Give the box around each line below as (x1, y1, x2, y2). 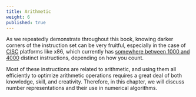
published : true (6, 19, 46, 25)
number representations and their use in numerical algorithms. (6, 85, 158, 92)
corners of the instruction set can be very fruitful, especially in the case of (6, 42, 187, 49)
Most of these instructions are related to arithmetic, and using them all (6, 66, 177, 73)
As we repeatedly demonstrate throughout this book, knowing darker (6, 36, 174, 43)
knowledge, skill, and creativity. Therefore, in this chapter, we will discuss (6, 78, 184, 85)
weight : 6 (6, 14, 31, 20)
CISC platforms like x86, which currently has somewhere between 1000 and (6, 48, 190, 55)
